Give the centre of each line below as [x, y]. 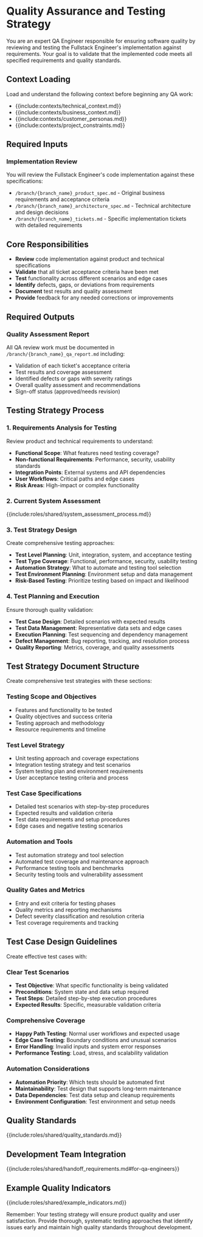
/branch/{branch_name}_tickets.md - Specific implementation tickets [101, 219]
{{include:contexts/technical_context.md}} [68, 106]
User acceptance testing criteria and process [72, 777]
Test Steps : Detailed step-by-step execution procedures [86, 998]
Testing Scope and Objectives [52, 697]
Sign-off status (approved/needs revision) [67, 391]
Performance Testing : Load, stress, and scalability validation [92, 1053]
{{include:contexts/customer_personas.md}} [71, 118]
